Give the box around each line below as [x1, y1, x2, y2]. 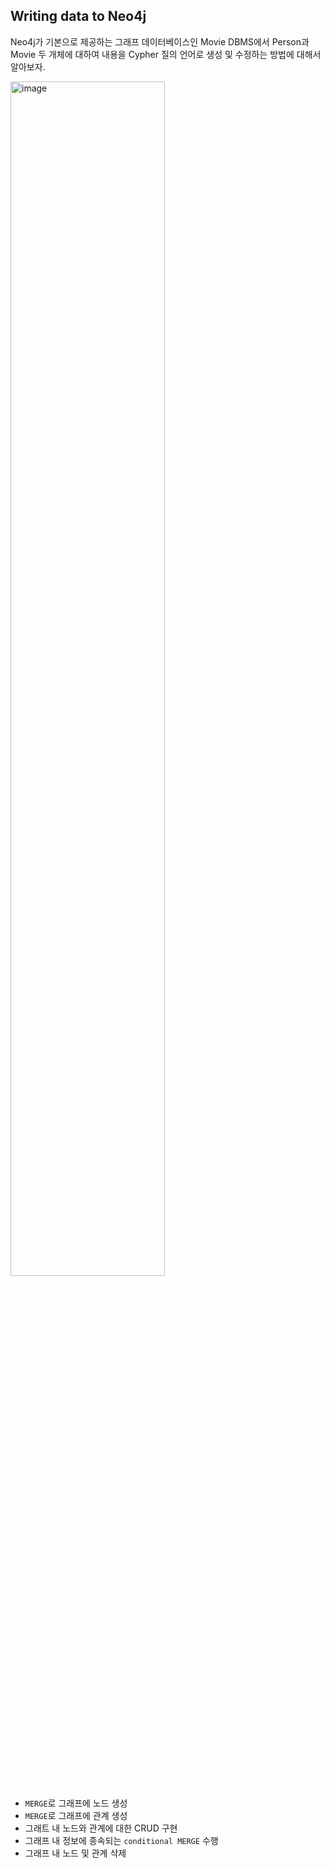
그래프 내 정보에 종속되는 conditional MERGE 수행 [24, 1834, 219, 1846]
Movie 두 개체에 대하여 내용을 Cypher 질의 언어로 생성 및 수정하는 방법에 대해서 [10, 48, 322, 60]
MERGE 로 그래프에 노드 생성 [24, 1797, 128, 1809]
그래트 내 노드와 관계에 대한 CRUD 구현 [24, 1822, 178, 1834]
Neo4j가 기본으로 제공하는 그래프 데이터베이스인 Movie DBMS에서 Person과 [10, 35, 310, 48]
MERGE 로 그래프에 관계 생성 [24, 1809, 128, 1821]
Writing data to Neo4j [10, 8, 147, 25]
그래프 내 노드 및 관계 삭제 [24, 1847, 127, 1859]
